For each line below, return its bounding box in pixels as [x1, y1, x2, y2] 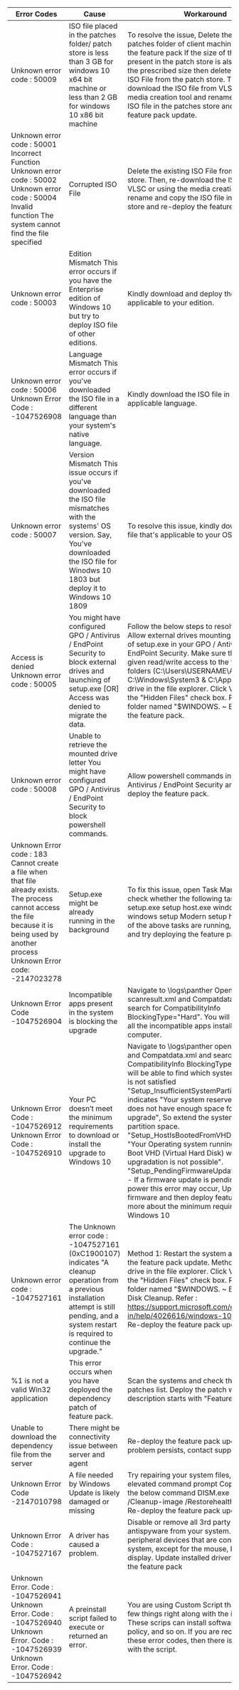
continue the [68, 1338, 111, 1347]
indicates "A [68, 1257, 109, 1267]
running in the [68, 916, 115, 926]
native [68, 430, 90, 439]
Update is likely [68, 1488, 120, 1497]
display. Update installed [127, 1553, 210, 1563]
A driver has [68, 1531, 110, 1540]
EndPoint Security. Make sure [127, 648, 226, 657]
